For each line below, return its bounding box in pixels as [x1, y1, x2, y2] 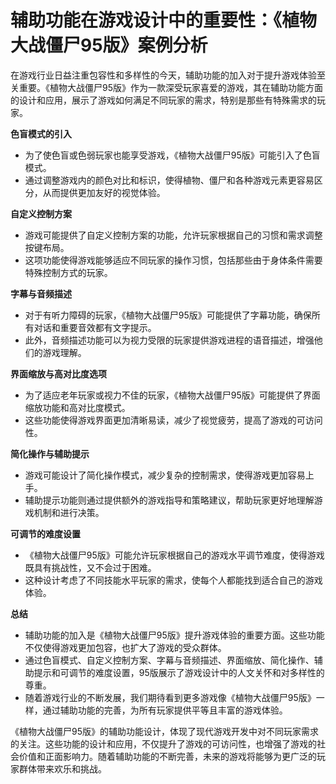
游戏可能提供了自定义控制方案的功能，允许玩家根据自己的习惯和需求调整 [24, 229, 323, 241]
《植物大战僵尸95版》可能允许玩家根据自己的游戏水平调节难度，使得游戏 [24, 549, 325, 561]
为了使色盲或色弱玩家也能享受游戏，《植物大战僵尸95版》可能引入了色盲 [24, 149, 321, 161]
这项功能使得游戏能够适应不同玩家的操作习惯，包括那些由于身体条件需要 [24, 254, 323, 266]
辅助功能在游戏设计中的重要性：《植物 [10, 9, 318, 32]
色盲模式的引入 [10, 127, 72, 140]
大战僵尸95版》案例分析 [10, 34, 208, 57]
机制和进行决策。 [33, 506, 105, 518]
